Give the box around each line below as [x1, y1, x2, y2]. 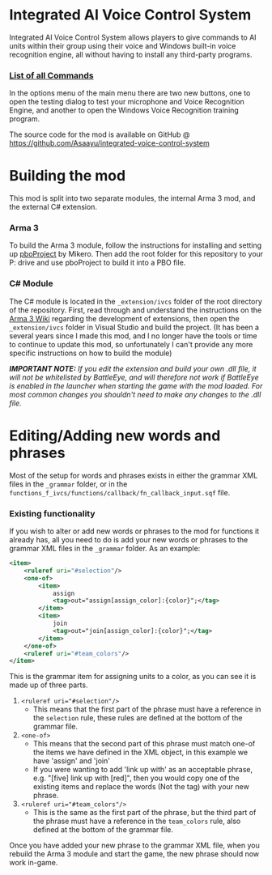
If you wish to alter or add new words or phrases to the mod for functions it [9, 526, 260, 536]
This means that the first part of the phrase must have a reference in [32, 704, 261, 714]
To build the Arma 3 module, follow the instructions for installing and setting [9, 240, 262, 250]
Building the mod [9, 167, 126, 185]
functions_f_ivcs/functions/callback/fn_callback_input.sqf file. [9, 487, 231, 497]
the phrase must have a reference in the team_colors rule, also [32, 816, 241, 826]
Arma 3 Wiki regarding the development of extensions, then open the [9, 313, 240, 323]
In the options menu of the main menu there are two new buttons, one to [9, 88, 251, 98]
